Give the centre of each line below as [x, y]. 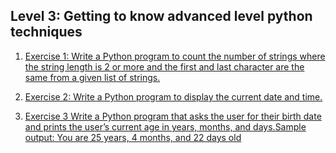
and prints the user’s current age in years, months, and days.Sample [165, 126]
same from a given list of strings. [92, 77]
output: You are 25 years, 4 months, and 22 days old [133, 137]
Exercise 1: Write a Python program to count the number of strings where [175, 56]
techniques [46, 32]
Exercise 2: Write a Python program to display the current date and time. [173, 96]
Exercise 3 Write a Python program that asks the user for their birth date [173, 116]
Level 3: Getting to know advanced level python [161, 16]
